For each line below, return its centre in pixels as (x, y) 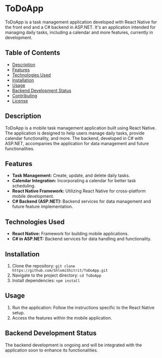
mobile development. (33, 196)
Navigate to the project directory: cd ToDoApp (57, 275)
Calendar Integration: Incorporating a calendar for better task (74, 181)
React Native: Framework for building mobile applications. (70, 234)
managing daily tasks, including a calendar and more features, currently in (79, 32)
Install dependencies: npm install (46, 280)
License (20, 101)
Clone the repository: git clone (43, 266)
